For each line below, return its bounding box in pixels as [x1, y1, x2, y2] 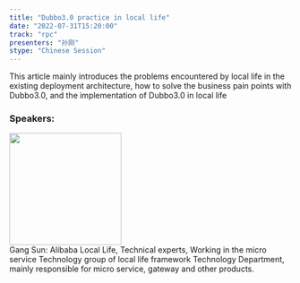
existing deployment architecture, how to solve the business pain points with [9, 81, 292, 91]
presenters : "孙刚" [9, 38, 80, 47]
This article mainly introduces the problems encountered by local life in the [9, 71, 285, 81]
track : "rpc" [9, 30, 58, 39]
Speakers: [9, 113, 56, 125]
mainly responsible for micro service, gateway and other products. [9, 263, 255, 274]
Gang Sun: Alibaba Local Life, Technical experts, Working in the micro [9, 244, 267, 255]
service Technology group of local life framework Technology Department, [9, 254, 285, 265]
